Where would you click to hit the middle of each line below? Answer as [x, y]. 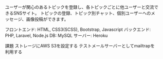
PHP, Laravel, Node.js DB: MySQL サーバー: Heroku [56, 36]
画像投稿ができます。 [47, 19]
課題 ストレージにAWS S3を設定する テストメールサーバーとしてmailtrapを [80, 46]
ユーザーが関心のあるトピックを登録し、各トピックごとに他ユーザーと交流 [80, 7]
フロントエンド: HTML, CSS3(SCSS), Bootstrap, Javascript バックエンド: [78, 29]
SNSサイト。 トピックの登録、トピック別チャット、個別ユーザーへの [82, 13]
